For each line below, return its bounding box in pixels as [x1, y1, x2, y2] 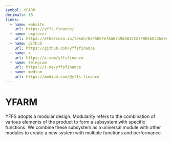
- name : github [10, 41, 42, 46]
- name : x [10, 50, 31, 55]
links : [5, 17, 19, 22]
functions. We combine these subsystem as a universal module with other [5, 124, 161, 130]
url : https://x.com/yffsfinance [14, 55, 83, 61]
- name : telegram [10, 60, 47, 65]
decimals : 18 [5, 12, 33, 17]
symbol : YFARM [5, 7, 36, 13]
